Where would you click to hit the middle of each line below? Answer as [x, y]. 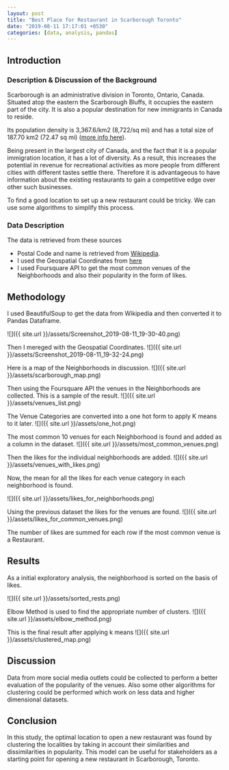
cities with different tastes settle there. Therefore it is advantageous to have [114, 172]
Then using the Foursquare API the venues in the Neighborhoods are [104, 389]
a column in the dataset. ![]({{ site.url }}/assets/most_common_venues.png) [113, 444]
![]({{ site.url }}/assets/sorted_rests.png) [64, 598]
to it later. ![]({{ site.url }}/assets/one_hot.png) [71, 424]
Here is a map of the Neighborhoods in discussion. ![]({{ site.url [96, 368]
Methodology [37, 297]
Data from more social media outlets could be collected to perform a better [112, 677]
